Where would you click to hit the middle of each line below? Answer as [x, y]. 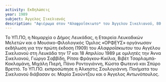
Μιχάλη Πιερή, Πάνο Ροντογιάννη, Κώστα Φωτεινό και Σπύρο [96, 64]
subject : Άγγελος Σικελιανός [35, 19]
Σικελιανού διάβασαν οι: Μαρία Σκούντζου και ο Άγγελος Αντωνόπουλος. [82, 74]
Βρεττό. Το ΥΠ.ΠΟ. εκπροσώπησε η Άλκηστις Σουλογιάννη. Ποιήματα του [82, 69]
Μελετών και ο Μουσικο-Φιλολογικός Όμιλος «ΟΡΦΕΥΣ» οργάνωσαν [78, 43]
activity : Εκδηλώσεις [28, 10]
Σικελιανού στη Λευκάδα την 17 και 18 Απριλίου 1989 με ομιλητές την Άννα [83, 53]
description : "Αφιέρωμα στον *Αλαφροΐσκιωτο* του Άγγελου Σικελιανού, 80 [83, 23]
